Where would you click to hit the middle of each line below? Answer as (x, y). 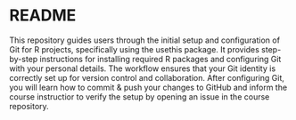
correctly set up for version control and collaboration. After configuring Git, (147, 77)
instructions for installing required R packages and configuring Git (160, 59)
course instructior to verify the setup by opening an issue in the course (140, 96)
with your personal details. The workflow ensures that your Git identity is (143, 68)
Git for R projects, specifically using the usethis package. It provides (135, 49)
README (43, 16)
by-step (24, 59)
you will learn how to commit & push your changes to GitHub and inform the (148, 87)
